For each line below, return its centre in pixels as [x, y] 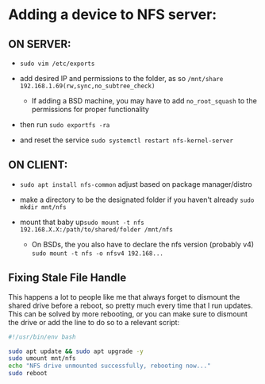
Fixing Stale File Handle [67, 278]
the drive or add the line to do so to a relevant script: [94, 322]
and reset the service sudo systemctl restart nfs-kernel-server [127, 140]
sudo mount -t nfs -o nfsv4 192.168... [98, 253]
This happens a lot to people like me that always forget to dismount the [124, 297]
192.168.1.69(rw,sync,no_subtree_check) [87, 86]
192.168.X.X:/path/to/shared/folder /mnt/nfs [96, 229]
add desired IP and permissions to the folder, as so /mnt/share [121, 78]
